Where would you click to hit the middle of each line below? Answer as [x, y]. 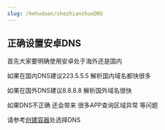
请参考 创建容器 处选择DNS [44, 120]
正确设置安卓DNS [44, 43]
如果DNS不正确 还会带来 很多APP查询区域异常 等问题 [82, 105]
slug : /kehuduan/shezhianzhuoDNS [55, 13]
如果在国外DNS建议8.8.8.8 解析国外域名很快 [70, 91]
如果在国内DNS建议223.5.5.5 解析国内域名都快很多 [79, 76]
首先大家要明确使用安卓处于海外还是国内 [65, 61]
